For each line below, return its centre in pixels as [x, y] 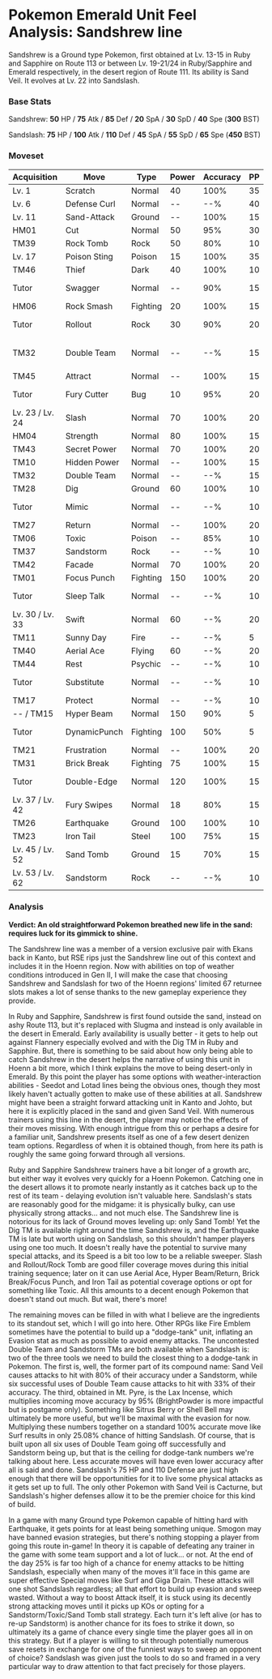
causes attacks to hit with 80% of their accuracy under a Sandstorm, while [133, 1375]
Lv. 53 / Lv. [33, 872]
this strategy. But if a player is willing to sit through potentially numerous [129, 1640]
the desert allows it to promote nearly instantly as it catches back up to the [133, 1187]
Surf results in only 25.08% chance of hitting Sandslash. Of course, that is [132, 1435]
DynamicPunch [94, 731]
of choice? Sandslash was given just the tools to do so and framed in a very [134, 1658]
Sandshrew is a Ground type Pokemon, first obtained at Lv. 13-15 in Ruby [130, 54]
